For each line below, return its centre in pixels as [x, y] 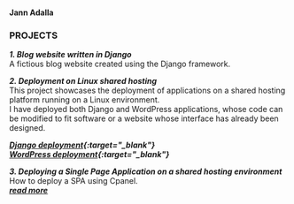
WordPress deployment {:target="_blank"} [89, 154]
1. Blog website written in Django [70, 54]
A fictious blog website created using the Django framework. [120, 64]
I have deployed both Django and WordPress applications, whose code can [146, 109]
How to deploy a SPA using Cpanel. [74, 180]
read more [29, 190]
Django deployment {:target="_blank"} [82, 145]
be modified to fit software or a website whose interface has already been [144, 118]
